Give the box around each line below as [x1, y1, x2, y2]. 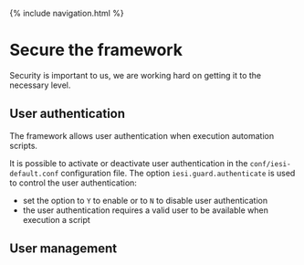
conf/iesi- [249, 159, 291, 168]
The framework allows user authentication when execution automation [9, 130, 275, 141]
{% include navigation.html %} [9, 8, 125, 18]
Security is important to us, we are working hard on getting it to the [9, 69, 262, 80]
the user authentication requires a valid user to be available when [22, 205, 269, 216]
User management [9, 241, 118, 257]
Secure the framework [9, 40, 183, 60]
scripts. [9, 140, 38, 151]
